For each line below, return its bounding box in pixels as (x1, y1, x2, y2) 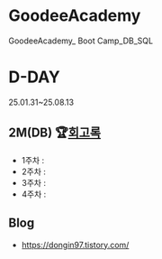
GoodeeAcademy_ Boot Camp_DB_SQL (8, 35, 154, 46)
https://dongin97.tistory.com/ (21, 239, 130, 250)
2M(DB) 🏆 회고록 (8, 125, 101, 141)
